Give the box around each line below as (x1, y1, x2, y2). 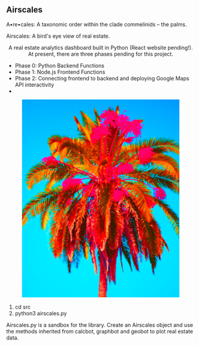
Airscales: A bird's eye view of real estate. (6, 32, 110, 40)
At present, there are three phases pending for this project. (28, 50, 174, 58)
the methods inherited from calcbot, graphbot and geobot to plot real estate (6, 327, 194, 335)
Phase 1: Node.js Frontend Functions (14, 68, 105, 76)
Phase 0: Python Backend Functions (14, 62, 105, 69)
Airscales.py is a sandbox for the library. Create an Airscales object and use (6, 321, 194, 329)
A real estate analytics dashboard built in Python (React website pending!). (8, 44, 193, 51)
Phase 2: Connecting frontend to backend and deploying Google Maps (14, 74, 190, 82)
